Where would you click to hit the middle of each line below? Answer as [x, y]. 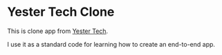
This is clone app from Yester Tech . [58, 31]
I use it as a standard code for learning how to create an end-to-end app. [111, 44]
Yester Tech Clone [61, 12]
